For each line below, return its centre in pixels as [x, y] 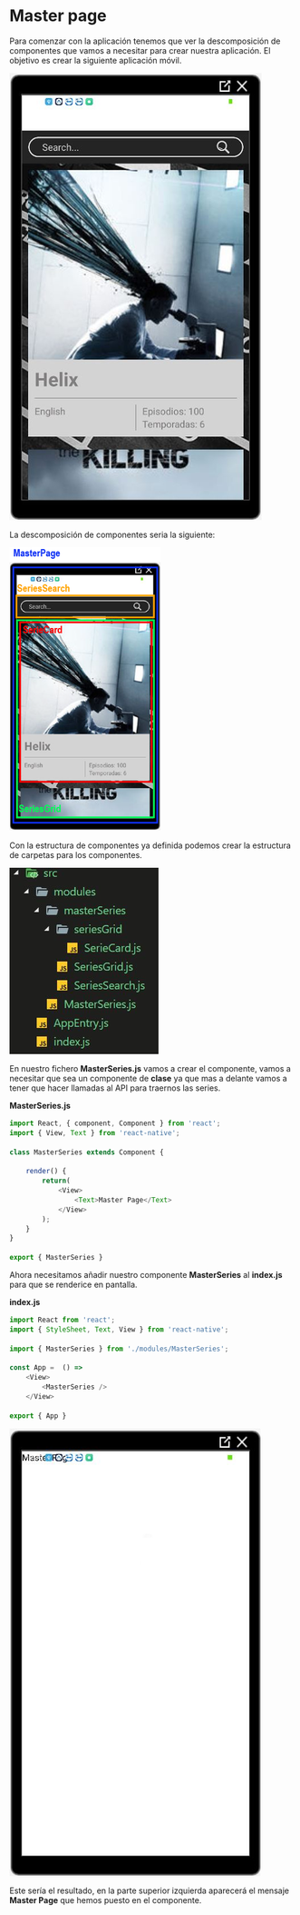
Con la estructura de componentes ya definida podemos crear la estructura [150, 845]
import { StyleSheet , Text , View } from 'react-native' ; [119, 1329]
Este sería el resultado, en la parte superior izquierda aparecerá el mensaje [150, 1890]
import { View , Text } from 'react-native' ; [95, 1132]
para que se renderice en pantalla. [73, 1285]
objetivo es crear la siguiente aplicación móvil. [96, 60]
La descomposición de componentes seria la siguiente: [112, 534]
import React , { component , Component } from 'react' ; [115, 1123]
